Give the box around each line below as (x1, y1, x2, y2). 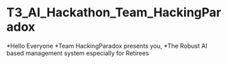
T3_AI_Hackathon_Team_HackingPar (6, 5, 222, 20)
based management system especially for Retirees (6, 49, 149, 57)
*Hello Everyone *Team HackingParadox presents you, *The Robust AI (6, 42, 207, 50)
